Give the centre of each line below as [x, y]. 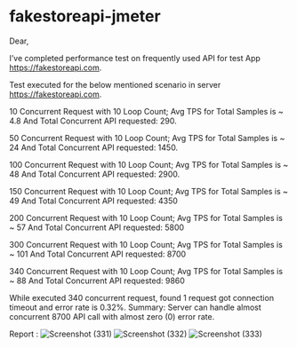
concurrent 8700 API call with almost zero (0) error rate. [112, 316]
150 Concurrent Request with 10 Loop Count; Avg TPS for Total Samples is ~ [149, 191]
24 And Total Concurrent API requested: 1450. [94, 147]
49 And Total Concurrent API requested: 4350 [93, 201]
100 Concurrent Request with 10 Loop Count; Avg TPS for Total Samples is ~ [149, 164]
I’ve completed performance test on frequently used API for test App [135, 58]
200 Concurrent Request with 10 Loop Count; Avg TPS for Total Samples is [146, 217]
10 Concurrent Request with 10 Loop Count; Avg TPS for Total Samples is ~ [147, 111]
